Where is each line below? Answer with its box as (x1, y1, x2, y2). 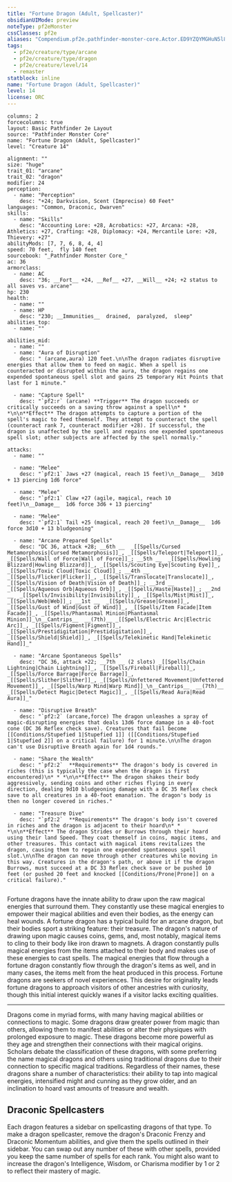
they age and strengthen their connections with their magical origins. (7, 1040, 204, 1048)
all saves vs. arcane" (7, 283, 72, 290)
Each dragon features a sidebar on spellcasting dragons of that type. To (7, 1122, 212, 1131)
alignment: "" (7, 155, 48, 162)
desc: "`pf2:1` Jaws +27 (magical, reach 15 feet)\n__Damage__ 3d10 (19, 470, 224, 477)
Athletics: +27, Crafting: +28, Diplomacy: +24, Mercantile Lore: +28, (7, 228, 217, 235)
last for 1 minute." (7, 380, 67, 387)
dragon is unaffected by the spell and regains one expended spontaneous (7, 428, 224, 435)
